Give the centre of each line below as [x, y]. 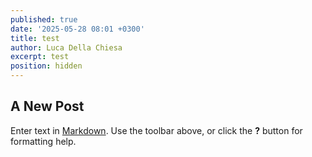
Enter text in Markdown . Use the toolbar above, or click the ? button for [156, 130]
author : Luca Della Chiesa [66, 47]
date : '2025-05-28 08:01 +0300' [77, 29]
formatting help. [43, 141]
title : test [35, 38]
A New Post [47, 106]
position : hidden [46, 66]
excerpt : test [40, 57]
